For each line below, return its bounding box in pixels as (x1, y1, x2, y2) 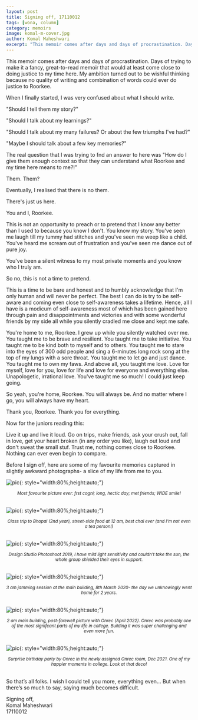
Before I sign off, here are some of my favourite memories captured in (6, 461, 176, 468)
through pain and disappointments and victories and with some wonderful (6, 311, 186, 318)
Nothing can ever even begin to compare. (6, 450, 107, 457)
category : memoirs (6, 25, 51, 31)
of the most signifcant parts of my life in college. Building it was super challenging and (11, 623, 187, 629)
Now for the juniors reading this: (6, 420, 84, 427)
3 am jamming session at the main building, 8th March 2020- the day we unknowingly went (6, 584, 192, 590)
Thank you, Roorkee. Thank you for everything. (6, 408, 121, 415)
